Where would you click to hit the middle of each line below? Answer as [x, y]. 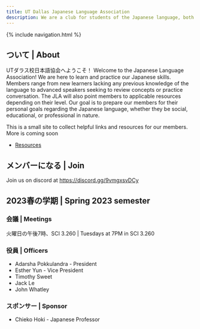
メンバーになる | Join [46, 165]
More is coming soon [32, 133]
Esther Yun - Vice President [49, 270]
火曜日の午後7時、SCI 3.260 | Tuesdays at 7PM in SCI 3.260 [80, 233]
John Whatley [32, 289]
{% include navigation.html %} [44, 34]
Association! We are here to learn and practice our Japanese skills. [89, 77]
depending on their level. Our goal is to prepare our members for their [92, 103]
